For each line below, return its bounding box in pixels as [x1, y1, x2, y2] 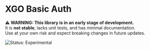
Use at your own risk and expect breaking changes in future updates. [5, 30, 146, 36]
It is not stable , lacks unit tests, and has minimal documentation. [5, 25, 136, 30]
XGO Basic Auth [5, 3, 72, 15]
